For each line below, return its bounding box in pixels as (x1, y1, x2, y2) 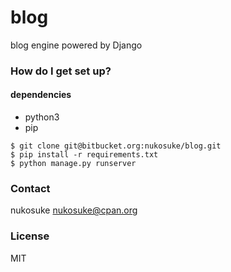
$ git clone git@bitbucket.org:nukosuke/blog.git (10, 141, 222, 151)
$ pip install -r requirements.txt (10, 150, 159, 160)
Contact (10, 181, 51, 195)
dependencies (10, 89, 72, 101)
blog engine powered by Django (10, 39, 143, 51)
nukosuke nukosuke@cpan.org (10, 204, 138, 216)
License (10, 229, 50, 243)
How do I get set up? (10, 64, 112, 78)
